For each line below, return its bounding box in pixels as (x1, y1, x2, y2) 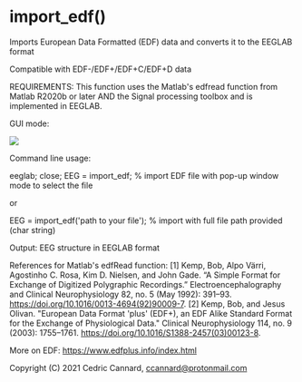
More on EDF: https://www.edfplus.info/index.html (9, 345, 198, 356)
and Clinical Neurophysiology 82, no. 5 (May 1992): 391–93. (9, 289, 232, 299)
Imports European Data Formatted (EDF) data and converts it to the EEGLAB (9, 36, 293, 47)
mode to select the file (9, 180, 93, 191)
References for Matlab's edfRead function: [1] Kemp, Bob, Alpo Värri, (9, 260, 267, 270)
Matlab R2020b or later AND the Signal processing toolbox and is (9, 91, 253, 102)
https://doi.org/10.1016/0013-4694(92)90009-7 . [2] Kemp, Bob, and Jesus (9, 298, 286, 309)
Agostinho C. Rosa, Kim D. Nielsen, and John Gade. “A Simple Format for (9, 269, 281, 280)
